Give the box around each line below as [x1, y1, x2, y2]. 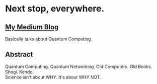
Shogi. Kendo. [5, 69, 34, 75]
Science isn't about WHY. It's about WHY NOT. [5, 74, 101, 80]
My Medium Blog [5, 23, 59, 31]
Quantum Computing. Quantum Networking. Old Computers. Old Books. [5, 63, 153, 70]
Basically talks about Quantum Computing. [5, 36, 92, 42]
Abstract [5, 50, 33, 59]
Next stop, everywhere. [5, 3, 105, 14]
